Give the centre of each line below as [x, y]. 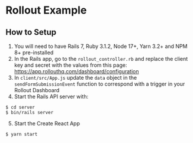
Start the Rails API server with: [51, 96]
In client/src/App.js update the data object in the [75, 78]
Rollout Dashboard [37, 90]
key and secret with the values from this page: [70, 65]
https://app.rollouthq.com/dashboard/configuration [77, 71]
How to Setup [31, 32]
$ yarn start [22, 134]
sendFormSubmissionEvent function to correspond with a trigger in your [99, 84]
